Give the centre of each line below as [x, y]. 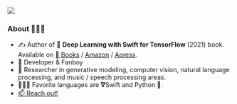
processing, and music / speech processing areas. [91, 77]
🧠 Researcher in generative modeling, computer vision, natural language [123, 70]
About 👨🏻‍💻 [26, 28]
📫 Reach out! [38, 93]
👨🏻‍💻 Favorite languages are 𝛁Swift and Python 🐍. [90, 85]
